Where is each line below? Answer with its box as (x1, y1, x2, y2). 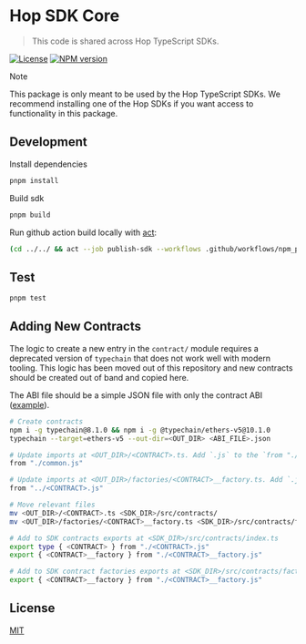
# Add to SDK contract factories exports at (9, 567, 181, 577)
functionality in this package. (9, 107, 118, 118)
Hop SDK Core (9, 5, 120, 26)
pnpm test (9, 293, 47, 303)
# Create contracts (9, 416, 84, 426)
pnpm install (9, 176, 59, 185)
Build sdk (9, 192, 45, 203)
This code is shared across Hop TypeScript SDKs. (31, 36, 219, 46)
